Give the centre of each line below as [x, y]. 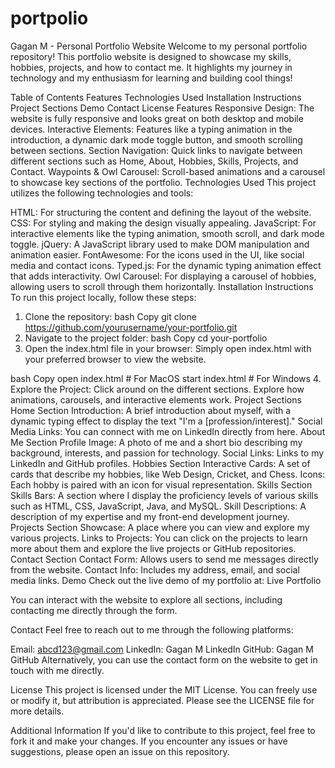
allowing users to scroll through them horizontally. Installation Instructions [162, 286]
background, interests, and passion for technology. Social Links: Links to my [167, 453]
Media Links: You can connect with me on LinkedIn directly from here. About [168, 431]
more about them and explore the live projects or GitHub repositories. [153, 548]
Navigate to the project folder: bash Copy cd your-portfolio [146, 338]
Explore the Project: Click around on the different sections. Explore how [157, 389]
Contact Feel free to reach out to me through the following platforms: [152, 629]
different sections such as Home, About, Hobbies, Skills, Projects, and [154, 161]
